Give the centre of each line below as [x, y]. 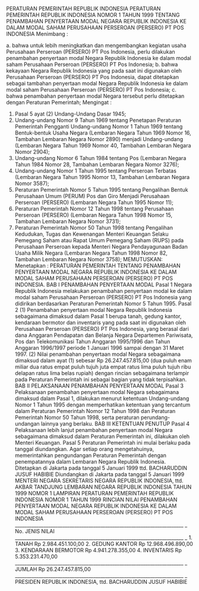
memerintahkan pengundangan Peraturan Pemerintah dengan [91, 455]
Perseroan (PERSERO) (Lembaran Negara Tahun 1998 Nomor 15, [94, 215]
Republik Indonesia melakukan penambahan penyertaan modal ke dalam [103, 291]
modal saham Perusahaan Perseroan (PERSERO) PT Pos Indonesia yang [103, 297]
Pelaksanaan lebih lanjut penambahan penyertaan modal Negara [94, 430]
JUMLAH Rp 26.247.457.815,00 [53, 569]
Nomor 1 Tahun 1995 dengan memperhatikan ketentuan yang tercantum [102, 405]
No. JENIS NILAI [34, 531]
